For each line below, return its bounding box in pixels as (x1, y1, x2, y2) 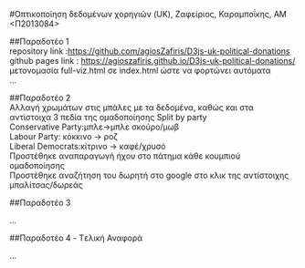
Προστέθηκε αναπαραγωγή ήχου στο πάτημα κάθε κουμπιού (9, 150, 240, 161)
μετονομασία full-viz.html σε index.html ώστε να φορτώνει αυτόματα (9, 65, 271, 76)
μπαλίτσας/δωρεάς (9, 180, 84, 191)
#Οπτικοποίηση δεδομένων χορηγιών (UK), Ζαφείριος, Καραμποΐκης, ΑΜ (9, 9, 288, 19)
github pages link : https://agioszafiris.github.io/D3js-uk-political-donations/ (9, 56, 296, 66)
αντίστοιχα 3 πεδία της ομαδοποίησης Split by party (9, 112, 207, 122)
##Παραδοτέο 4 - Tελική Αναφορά (9, 232, 143, 243)
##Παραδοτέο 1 (9, 36, 69, 46)
